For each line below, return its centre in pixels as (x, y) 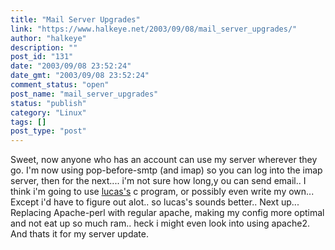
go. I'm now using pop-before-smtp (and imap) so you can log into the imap (166, 170)
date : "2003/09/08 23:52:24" (71, 66)
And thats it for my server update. (80, 234)
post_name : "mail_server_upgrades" (84, 94)
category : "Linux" (48, 112)
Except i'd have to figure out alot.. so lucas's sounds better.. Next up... (155, 202)
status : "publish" (48, 103)
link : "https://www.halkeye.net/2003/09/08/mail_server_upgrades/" (154, 29)
